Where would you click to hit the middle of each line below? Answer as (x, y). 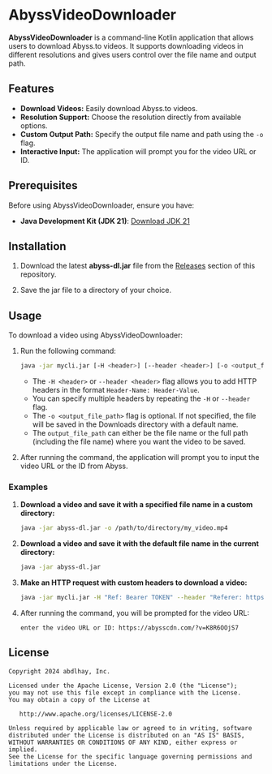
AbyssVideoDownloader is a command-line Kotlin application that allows (131, 37)
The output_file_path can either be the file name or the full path (140, 433)
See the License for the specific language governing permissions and (130, 756)
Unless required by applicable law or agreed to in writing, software (130, 728)
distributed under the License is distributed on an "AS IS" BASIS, (127, 735)
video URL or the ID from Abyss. (74, 466)
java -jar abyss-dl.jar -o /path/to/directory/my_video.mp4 (124, 528)
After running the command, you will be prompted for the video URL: (135, 613)
